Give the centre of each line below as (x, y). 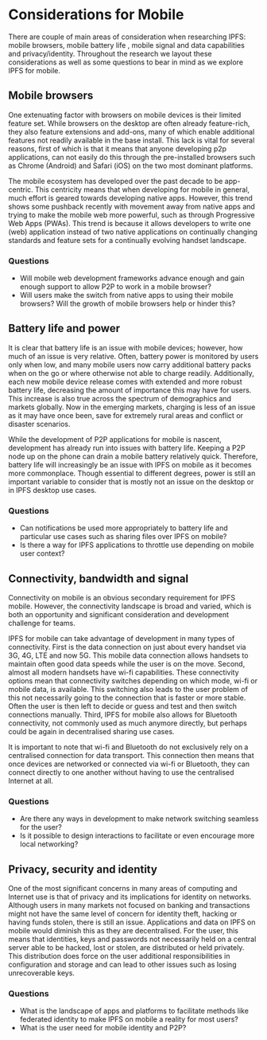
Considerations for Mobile (96, 15)
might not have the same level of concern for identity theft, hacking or (123, 914)
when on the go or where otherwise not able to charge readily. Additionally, (131, 373)
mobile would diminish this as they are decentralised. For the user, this (123, 931)
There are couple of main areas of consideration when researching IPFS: (127, 37)
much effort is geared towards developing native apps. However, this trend (130, 197)
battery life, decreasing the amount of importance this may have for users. (130, 390)
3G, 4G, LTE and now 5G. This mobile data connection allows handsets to (128, 655)
